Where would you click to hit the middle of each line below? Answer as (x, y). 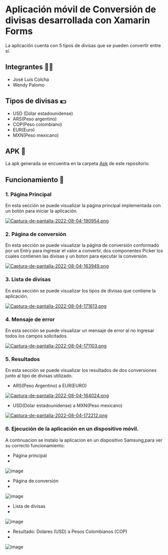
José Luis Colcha (31, 79)
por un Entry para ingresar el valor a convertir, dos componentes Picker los (84, 251)
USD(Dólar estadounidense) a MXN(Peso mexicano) (67, 406)
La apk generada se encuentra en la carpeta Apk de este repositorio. (78, 164)
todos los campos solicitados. (37, 336)
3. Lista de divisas (28, 280)
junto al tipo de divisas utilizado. (39, 376)
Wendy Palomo (29, 85)
